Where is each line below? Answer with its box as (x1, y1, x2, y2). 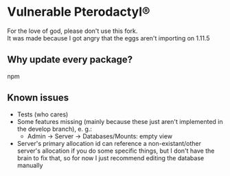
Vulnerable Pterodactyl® (7, 4, 150, 20)
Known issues (7, 92, 69, 103)
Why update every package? (7, 54, 133, 66)
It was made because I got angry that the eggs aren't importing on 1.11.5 (7, 34, 211, 42)
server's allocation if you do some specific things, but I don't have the (16, 147, 215, 155)
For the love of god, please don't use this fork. (7, 27, 138, 35)
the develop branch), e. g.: (16, 125, 93, 133)
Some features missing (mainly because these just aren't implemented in (16, 117, 223, 125)
